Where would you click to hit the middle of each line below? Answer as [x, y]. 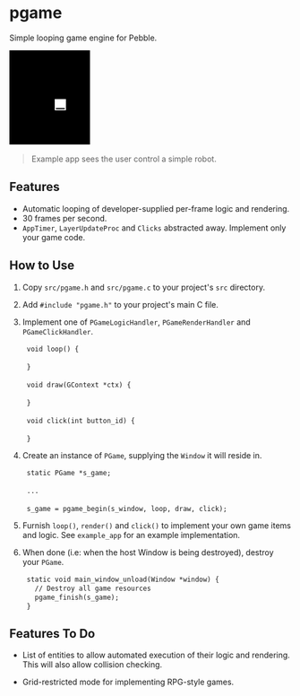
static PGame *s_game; [69, 473]
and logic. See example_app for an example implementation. [131, 535]
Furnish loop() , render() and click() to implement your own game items [157, 525]
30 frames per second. [64, 218]
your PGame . [43, 561]
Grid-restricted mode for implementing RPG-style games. [128, 682]
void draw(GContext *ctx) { [79, 385]
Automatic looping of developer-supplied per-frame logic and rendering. [156, 208]
